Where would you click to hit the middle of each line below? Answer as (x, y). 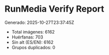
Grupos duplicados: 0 (33, 47)
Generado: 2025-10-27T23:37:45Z (39, 22)
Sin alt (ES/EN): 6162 (33, 42)
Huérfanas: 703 (27, 37)
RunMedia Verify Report (54, 9)
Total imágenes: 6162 (33, 32)
